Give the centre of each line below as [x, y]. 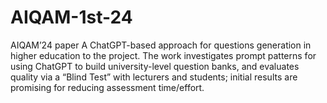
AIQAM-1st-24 [71, 17]
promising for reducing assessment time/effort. [107, 87]
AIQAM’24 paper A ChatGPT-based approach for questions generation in [161, 45]
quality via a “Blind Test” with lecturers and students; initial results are [154, 77]
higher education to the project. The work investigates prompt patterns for [163, 55]
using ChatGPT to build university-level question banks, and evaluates [155, 66]
